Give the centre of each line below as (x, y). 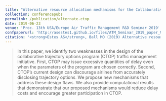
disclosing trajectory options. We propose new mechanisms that (83, 77)
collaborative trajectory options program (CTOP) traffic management (87, 56)
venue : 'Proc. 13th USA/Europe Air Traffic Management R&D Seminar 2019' (83, 28)
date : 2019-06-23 (23, 23)
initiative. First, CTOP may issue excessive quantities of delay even (85, 62)
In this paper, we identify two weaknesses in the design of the (80, 51)
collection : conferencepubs (34, 14)
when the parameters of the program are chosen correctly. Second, (86, 67)
